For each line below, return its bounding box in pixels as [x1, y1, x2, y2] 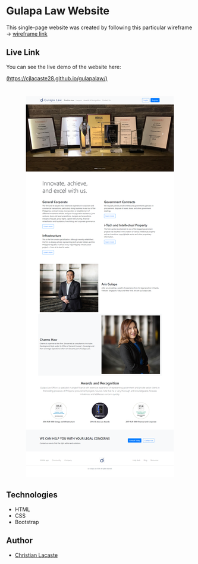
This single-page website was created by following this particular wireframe [6, 24, 193, 31]
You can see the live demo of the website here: [6, 63, 122, 70]
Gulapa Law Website [6, 4, 110, 18]
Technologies [6, 490, 58, 500]
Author [6, 535, 33, 546]
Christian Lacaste [14, 552, 58, 559]
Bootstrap [14, 518, 39, 525]
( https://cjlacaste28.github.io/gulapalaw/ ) [6, 74, 108, 82]
